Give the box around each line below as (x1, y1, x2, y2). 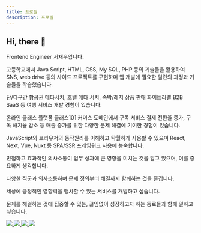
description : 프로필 (6, 14, 54, 20)
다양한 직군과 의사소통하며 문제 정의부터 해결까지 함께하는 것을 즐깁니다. (6, 175, 175, 182)
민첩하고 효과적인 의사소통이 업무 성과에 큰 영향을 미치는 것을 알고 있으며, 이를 (6, 154, 189, 162)
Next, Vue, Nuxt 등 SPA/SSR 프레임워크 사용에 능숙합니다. (6, 142, 145, 149)
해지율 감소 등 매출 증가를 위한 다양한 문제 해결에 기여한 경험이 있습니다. (12, 121, 181, 129)
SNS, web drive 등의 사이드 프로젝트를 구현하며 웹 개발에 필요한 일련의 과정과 (6, 73, 188, 81)
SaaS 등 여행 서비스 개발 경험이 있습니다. (6, 101, 102, 109)
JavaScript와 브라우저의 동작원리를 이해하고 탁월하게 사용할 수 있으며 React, (6, 135, 186, 142)
